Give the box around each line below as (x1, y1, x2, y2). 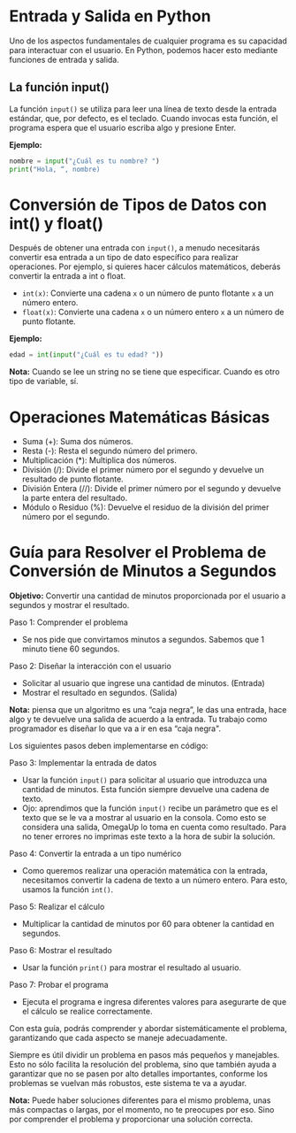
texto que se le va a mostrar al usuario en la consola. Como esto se (21, 813, 267, 823)
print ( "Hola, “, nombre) (9, 165, 101, 173)
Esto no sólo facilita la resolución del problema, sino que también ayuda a (9, 1060, 277, 1070)
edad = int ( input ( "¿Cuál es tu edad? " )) (9, 351, 164, 359)
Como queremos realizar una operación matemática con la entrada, (21, 866, 268, 876)
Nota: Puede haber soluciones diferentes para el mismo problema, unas (9, 1095, 271, 1106)
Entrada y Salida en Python (9, 6, 211, 27)
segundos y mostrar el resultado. (9, 600, 130, 611)
